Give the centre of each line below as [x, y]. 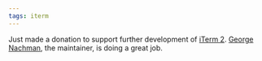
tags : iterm [28, 16]
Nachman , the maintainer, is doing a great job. [85, 48]
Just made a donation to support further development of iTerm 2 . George [131, 39]
